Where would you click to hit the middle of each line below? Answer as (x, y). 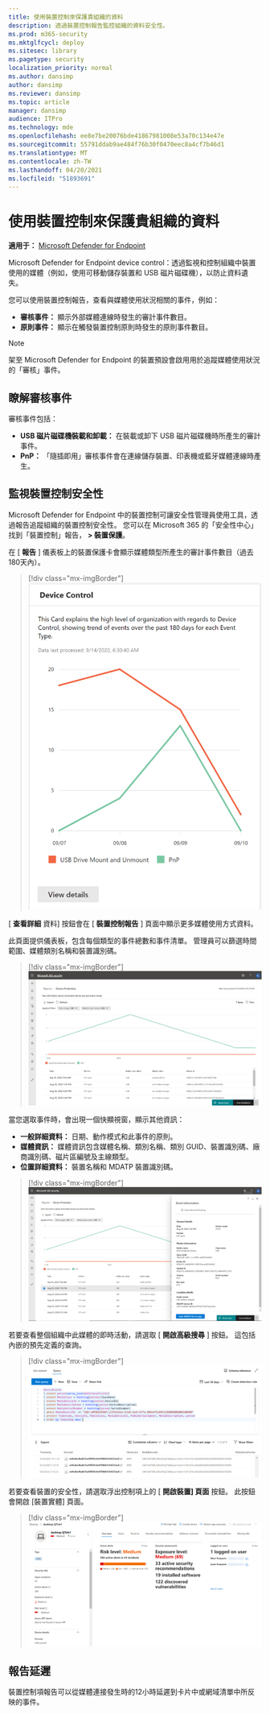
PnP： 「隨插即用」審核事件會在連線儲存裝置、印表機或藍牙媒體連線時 (137, 456)
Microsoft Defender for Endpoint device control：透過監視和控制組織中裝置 (132, 263)
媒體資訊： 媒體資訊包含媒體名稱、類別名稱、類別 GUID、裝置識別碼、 (136, 1146)
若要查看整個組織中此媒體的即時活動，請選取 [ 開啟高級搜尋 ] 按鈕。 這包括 (132, 1335)
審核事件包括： (33, 418)
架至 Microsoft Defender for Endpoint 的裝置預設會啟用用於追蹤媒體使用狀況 (134, 360)
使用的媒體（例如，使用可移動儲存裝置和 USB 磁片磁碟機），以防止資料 (125, 273)
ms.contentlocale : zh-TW (50, 161)
